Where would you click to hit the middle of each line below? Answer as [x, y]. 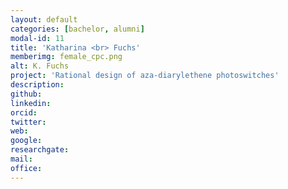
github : [26, 94]
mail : [21, 159]
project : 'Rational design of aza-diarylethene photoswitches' [145, 76]
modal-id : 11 [37, 38]
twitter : [28, 122]
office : [26, 168]
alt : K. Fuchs [40, 66]
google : [26, 141]
